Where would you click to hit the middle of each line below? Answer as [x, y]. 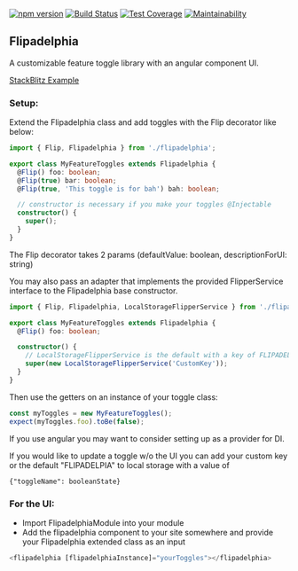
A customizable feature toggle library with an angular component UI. [134, 63]
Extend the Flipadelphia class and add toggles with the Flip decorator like [143, 122]
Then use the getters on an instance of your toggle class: [114, 397]
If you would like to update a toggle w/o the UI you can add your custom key [149, 456]
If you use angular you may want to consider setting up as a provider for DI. [147, 438]
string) [21, 264]
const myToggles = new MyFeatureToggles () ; [91, 413]
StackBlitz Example [44, 80]
